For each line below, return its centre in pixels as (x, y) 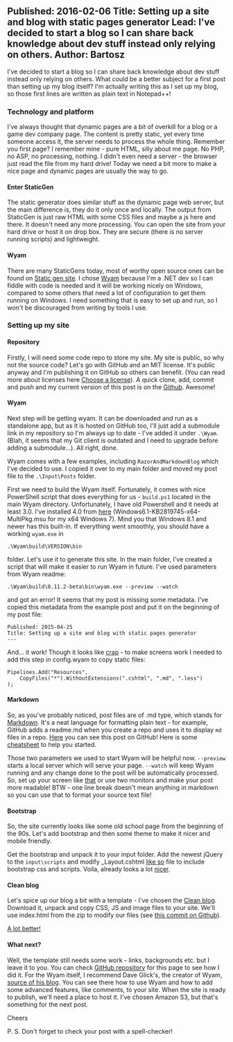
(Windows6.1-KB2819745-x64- (157, 511)
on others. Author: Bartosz (66, 55)
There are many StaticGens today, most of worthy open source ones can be (115, 271)
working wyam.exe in (35, 533)
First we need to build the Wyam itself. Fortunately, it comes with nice (106, 489)
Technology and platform (51, 112)
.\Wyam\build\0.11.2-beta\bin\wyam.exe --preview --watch (93, 587)
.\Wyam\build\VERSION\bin (44, 546)
